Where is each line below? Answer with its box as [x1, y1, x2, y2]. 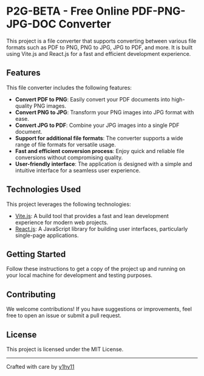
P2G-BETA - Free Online [6, 4, 129, 18]
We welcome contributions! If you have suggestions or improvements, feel [6, 306, 192, 313]
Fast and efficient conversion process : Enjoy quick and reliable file [15, 147, 185, 154]
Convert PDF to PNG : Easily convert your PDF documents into [15, 95, 171, 103]
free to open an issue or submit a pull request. [6, 312, 121, 320]
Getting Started [6, 249, 66, 259]
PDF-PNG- [131, 4, 186, 18]
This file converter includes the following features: [6, 84, 132, 91]
